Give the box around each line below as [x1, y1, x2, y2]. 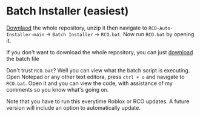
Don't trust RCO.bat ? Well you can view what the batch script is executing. [6, 66, 190, 74]
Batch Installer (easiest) [6, 4, 129, 18]
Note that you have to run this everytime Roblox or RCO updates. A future [6, 98, 190, 105]
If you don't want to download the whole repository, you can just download [6, 48, 193, 55]
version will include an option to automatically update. [6, 104, 141, 111]
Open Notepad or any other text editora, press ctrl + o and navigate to [6, 73, 185, 80]
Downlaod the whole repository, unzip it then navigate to [6, 24, 147, 31]
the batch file [6, 55, 39, 62]
